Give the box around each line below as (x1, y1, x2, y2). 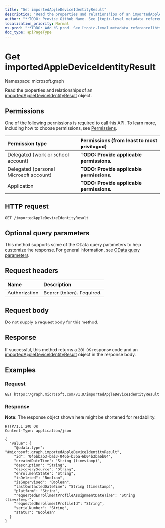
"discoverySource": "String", (14, 467, 76, 472)
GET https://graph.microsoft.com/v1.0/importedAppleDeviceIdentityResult (5, 392, 160, 397)
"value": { (9, 441, 32, 446)
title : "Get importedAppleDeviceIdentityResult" (5, 7, 107, 12)
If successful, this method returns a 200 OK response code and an (5, 346, 138, 352)
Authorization (7, 290, 39, 296)
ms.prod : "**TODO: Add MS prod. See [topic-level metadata (5, 26, 129, 30)
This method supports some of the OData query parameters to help (5, 242, 141, 248)
